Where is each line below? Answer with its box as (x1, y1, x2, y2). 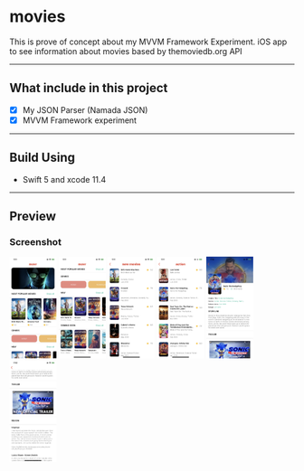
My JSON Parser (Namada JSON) (22, 104, 148, 115)
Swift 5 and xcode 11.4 (22, 174, 107, 184)
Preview (9, 209, 57, 224)
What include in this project (9, 80, 168, 96)
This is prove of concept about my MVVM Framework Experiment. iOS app (9, 36, 288, 47)
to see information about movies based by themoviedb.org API (9, 45, 242, 56)
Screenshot (9, 236, 62, 248)
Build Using (9, 150, 75, 165)
